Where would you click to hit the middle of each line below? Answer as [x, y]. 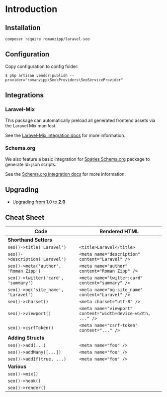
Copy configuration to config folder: [42, 66]
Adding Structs [26, 338]
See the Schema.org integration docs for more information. [65, 174]
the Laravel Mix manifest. [31, 125]
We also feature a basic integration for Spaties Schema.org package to [78, 159]
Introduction [31, 9]
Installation [23, 28]
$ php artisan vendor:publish [37, 75]
